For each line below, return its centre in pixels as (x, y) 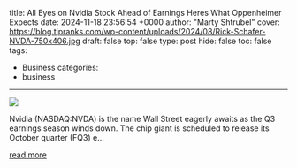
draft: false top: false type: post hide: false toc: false (177, 41)
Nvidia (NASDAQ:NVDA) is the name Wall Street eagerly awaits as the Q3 (142, 119)
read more (28, 155)
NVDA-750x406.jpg (45, 41)
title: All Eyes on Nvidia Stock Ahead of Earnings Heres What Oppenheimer (145, 13)
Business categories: (60, 67)
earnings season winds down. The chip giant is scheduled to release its (139, 128)
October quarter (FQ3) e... (57, 137)
